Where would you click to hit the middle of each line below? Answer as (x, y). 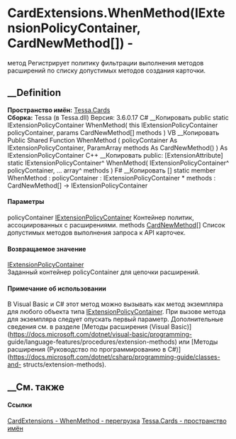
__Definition (34, 93)
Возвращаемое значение (47, 249)
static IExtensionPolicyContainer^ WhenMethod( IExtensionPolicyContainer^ (118, 163)
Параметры (26, 202)
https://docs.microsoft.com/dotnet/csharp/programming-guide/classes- (115, 357)
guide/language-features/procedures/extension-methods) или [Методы (113, 342)
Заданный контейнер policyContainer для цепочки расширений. (104, 272)
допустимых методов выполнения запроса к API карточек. (97, 232)
